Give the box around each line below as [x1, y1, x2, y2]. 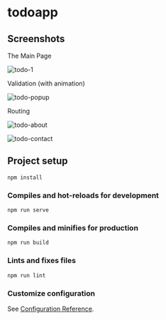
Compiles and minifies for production [7, 223, 138, 233]
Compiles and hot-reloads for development [7, 190, 160, 200]
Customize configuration [7, 288, 96, 298]
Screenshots [7, 33, 65, 45]
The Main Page [7, 51, 52, 60]
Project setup [7, 155, 69, 167]
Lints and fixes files [7, 256, 77, 266]
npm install [7, 174, 43, 181]
